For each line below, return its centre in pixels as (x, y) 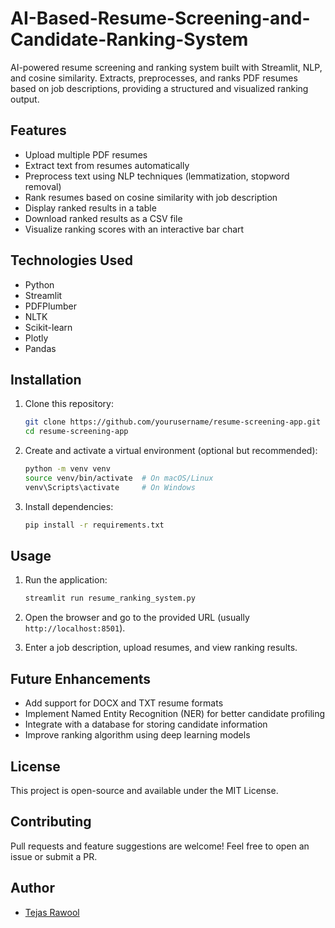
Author (32, 888)
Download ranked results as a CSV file (103, 218)
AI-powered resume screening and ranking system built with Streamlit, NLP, (166, 67)
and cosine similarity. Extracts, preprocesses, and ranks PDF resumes (154, 78)
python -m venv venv (67, 469)
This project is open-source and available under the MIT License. (144, 790)
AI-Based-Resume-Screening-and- (160, 18)
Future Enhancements (81, 678)
